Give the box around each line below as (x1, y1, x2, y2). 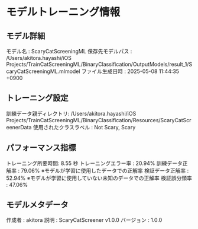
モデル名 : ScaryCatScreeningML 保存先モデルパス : (6, 48, 132, 55)
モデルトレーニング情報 (6, 5, 121, 19)
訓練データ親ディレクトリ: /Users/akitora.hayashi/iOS (6, 110, 137, 117)
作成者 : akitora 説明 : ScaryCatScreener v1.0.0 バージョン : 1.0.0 (6, 217, 163, 224)
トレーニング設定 (6, 93, 69, 103)
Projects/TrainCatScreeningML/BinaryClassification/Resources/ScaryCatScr (6, 116, 191, 123)
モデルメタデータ (6, 200, 69, 210)
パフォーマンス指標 (6, 143, 76, 153)
